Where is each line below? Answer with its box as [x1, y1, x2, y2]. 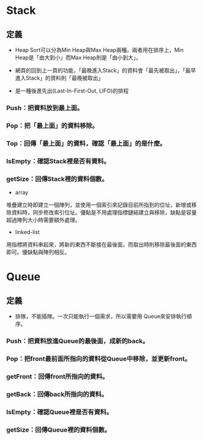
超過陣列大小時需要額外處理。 [6, 216, 80, 224]
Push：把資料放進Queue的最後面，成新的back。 [6, 337, 149, 345]
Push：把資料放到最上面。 [6, 103, 83, 112]
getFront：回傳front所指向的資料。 [6, 372, 109, 381]
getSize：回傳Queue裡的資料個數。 [6, 425, 111, 434]
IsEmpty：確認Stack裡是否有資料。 [6, 157, 111, 165]
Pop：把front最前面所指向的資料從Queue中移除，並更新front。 [6, 354, 192, 363]
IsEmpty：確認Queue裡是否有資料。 [6, 407, 113, 416]
